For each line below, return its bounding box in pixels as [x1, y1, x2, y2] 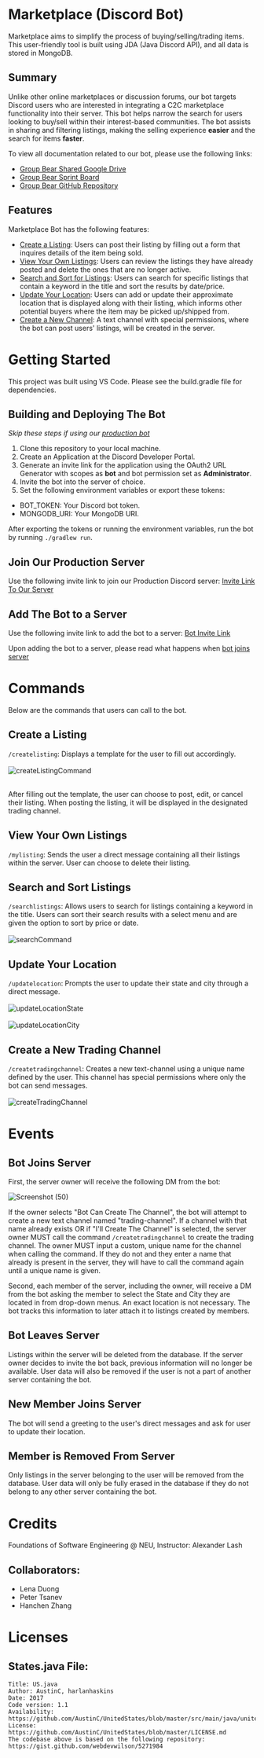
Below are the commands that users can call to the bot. [8, 705, 187, 714]
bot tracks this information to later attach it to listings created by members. [8, 1306, 250, 1316]
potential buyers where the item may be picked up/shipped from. [19, 306, 230, 316]
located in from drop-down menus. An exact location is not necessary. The [8, 1297, 251, 1307]
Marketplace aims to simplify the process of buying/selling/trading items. [8, 31, 245, 41]
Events [8, 1125, 55, 1143]
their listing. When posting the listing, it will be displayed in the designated [8, 798, 248, 807]
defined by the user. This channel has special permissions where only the [8, 1072, 246, 1081]
